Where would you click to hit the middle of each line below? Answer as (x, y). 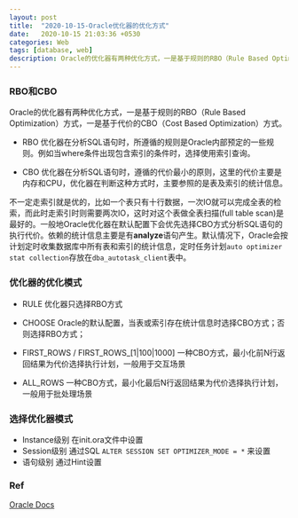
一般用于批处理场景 (57, 393)
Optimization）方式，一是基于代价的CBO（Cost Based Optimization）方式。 (148, 123)
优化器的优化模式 (46, 283)
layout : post (33, 17)
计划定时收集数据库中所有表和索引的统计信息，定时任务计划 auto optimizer (146, 247)
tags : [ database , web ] (51, 51)
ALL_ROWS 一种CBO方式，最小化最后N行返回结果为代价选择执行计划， (153, 382)
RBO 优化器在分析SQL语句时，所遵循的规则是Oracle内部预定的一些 (144, 142)
